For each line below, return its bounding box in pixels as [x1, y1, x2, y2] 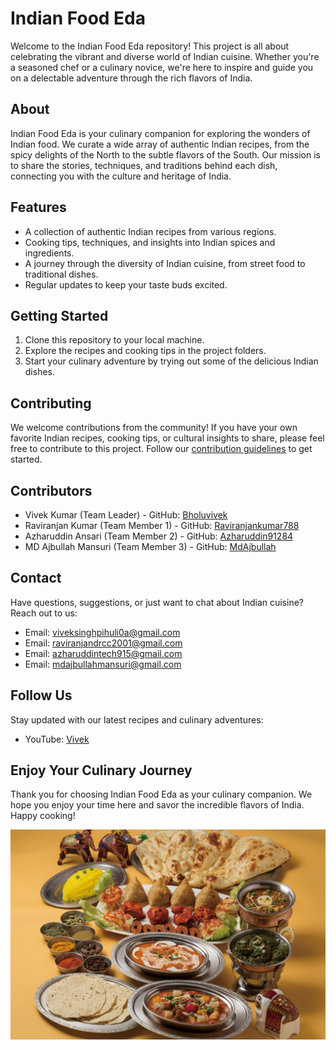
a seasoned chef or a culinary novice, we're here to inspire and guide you [10, 61, 314, 73]
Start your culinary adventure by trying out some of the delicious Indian [24, 355, 319, 367]
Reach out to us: [10, 607, 78, 619]
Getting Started [10, 307, 109, 324]
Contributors [10, 482, 93, 499]
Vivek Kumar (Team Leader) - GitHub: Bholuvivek [24, 509, 228, 521]
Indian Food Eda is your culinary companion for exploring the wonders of [10, 127, 311, 139]
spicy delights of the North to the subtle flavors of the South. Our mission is [10, 148, 321, 161]
